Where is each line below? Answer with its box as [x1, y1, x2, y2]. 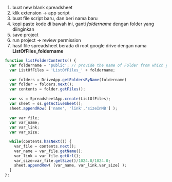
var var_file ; [9, 115, 40, 120]
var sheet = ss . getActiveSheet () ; [9, 101, 83, 106]
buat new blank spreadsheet [12, 5, 73, 10]
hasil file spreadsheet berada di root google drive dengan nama [12, 43, 147, 48]
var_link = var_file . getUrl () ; [14, 153, 81, 158]
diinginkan [12, 26, 34, 32]
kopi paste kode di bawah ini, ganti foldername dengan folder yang [12, 21, 155, 27]
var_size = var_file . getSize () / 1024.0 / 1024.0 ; [14, 158, 111, 163]
